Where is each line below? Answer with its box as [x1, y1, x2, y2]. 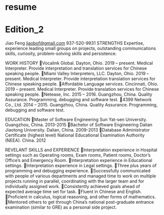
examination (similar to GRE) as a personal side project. [5, 204, 117, 210]
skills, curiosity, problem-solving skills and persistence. [5, 51, 117, 56]
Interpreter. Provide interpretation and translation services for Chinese [5, 65, 147, 71]
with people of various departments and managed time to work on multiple [5, 173, 156, 179]
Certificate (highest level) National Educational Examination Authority [5, 132, 145, 138]
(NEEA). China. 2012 [5, 137, 46, 143]
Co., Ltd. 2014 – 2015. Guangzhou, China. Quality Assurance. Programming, [5, 102, 158, 108]
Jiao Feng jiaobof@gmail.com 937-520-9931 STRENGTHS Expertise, [5, 40, 144, 46]
